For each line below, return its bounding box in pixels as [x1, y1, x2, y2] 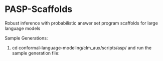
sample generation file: [12, 50, 60, 56]
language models [5, 25, 41, 31]
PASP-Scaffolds [5, 3, 73, 15]
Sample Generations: [5, 35, 48, 41]
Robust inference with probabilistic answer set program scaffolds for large [5, 20, 158, 26]
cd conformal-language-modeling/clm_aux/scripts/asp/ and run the [12, 44, 151, 50]
